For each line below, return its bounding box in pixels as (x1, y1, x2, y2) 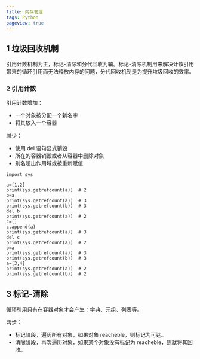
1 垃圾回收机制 (6, 43, 59, 54)
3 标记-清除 (6, 288, 49, 299)
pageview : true (6, 20, 44, 26)
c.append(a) (6, 224, 36, 230)
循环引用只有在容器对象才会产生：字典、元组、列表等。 (6, 306, 142, 313)
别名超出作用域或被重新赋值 (14, 160, 84, 167)
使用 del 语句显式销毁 (14, 145, 67, 152)
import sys (6, 172, 33, 178)
